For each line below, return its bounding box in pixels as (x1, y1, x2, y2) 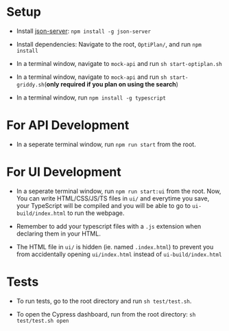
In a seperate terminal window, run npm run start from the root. (16, 140, 196, 148)
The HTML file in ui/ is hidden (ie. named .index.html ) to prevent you (16, 242, 214, 251)
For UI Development (6, 164, 121, 180)
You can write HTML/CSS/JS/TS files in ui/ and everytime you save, (16, 194, 210, 203)
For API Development (6, 117, 130, 133)
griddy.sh (16, 81, 45, 88)
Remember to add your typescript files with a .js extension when (16, 222, 202, 230)
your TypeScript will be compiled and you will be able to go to (16, 201, 191, 209)
